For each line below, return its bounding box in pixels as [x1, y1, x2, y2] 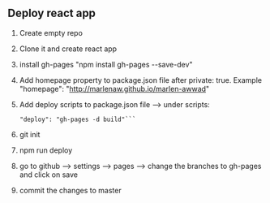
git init [19, 129, 41, 139]
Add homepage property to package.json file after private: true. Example [19, 75, 263, 84]
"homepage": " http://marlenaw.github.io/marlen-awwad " [19, 84, 210, 93]
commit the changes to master [19, 185, 122, 195]
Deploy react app [7, 6, 96, 20]
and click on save [19, 170, 79, 179]
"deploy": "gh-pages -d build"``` [19, 115, 136, 123]
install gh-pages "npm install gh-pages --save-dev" [19, 59, 193, 69]
